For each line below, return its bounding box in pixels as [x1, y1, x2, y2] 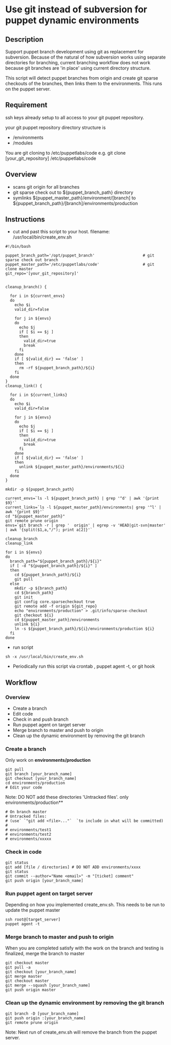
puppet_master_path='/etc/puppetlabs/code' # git [5, 262, 155, 267]
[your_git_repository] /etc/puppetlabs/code [5, 155, 96, 161]
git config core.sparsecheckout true [14, 599, 95, 604]
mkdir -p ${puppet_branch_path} [5, 487, 74, 492]
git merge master [5, 974, 42, 979]
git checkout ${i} [14, 613, 54, 618]
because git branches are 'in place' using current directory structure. [5, 65, 151, 71]
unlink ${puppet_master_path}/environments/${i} [18, 464, 125, 470]
